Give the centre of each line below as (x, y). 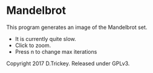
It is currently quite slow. (46, 39)
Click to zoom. (33, 45)
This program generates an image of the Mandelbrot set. (77, 27)
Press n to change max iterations (56, 51)
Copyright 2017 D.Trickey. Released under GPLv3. (68, 63)
